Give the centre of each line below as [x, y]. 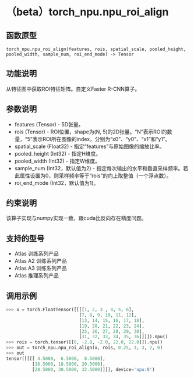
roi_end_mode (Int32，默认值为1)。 [57, 183]
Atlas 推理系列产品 [37, 276]
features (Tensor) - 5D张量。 [49, 124]
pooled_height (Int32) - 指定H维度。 [58, 153]
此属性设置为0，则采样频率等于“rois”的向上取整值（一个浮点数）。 [93, 176]
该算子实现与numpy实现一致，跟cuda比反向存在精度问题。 [76, 218]
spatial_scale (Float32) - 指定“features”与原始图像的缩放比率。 [89, 146]
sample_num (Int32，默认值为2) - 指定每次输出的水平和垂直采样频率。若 [101, 168]
